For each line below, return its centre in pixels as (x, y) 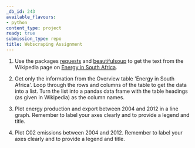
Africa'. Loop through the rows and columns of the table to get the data (100, 85)
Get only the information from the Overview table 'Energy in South (95, 78)
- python (17, 22)
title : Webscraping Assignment (44, 45)
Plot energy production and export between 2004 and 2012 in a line (96, 109)
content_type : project (34, 28)
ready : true (21, 33)
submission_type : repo (34, 39)
